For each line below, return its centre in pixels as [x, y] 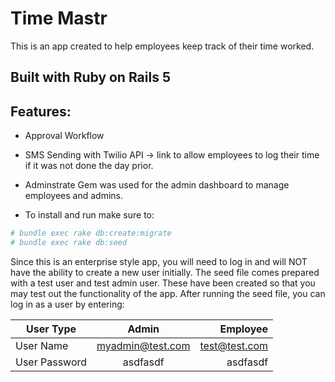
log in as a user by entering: [67, 304]
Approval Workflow [64, 136]
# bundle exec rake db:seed [69, 243]
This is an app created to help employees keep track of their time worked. [162, 46]
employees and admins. [73, 196]
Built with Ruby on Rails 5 [90, 77]
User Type [51, 329]
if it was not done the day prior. [89, 166]
